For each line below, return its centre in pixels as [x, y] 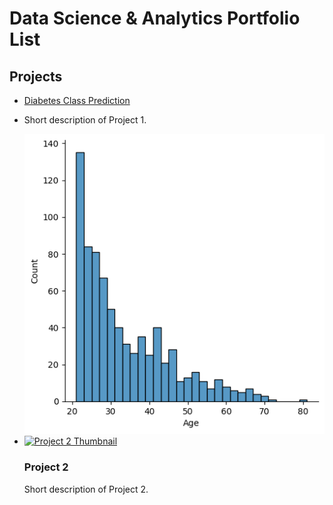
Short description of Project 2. [86, 489]
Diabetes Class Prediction [77, 100]
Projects [36, 76]
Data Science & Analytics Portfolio [155, 18]
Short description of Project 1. [85, 120]
